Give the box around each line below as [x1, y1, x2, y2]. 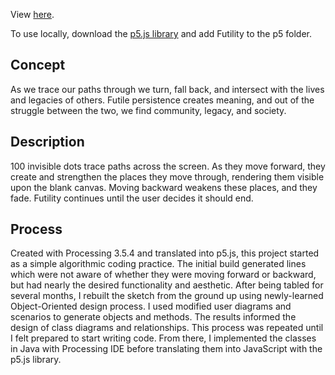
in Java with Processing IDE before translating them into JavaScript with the [10, 343, 323, 355]
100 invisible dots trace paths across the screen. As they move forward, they [10, 160, 326, 172]
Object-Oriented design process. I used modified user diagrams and [10, 300, 292, 313]
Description [10, 134, 85, 151]
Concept [10, 57, 66, 74]
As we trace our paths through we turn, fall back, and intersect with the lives [10, 83, 325, 95]
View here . [10, 9, 55, 20]
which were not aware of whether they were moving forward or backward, [10, 269, 317, 281]
